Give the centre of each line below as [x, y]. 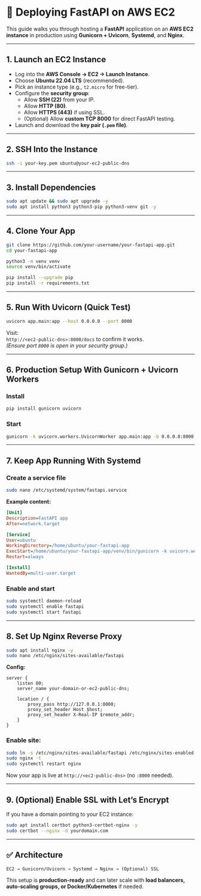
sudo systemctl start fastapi [44, 612]
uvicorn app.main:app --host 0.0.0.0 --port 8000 [69, 321]
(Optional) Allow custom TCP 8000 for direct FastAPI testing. [99, 119]
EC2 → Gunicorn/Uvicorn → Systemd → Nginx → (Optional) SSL [83, 869]
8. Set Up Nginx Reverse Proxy [64, 636]
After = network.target [33, 523]
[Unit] [14, 513]
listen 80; [31, 683]
